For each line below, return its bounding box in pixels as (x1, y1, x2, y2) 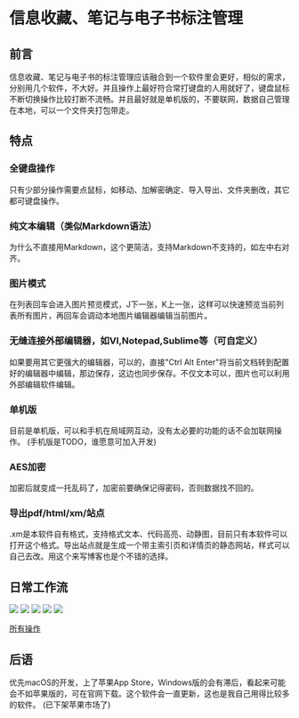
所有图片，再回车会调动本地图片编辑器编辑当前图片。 (16, 311, 212, 321)
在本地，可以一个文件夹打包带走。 (9, 105, 134, 116)
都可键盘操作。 (9, 195, 64, 206)
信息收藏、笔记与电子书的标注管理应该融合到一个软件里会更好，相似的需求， (9, 72, 290, 82)
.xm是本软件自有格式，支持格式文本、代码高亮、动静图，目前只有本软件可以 (9, 528, 287, 539)
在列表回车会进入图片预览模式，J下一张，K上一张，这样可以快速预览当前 (9, 299, 277, 310)
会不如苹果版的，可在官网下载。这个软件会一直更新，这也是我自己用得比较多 (9, 689, 290, 699)
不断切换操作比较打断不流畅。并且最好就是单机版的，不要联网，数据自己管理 (9, 94, 290, 104)
